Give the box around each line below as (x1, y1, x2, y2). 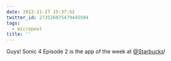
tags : (6, 20, 20, 26)
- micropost (12, 25, 43, 32)
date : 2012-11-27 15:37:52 (6, 8, 75, 15)
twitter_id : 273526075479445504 (6, 14, 89, 21)
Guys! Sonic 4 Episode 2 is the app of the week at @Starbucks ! (6, 48, 166, 55)
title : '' (6, 31, 32, 37)
